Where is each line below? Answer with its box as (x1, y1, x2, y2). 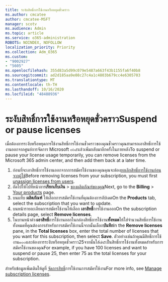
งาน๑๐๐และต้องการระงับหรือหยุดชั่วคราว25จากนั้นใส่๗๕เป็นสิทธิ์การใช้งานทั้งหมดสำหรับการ (12, 239, 163, 245)
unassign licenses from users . (12, 178, 75, 184)
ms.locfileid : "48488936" (5, 91, 59, 97)
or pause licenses (5, 124, 81, 136)
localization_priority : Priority (5, 45, 75, 50)
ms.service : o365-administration (5, 36, 75, 41)
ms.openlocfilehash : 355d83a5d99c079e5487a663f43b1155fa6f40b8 (5, 68, 141, 73)
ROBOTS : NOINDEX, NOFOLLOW (5, 40, 62, 45)
